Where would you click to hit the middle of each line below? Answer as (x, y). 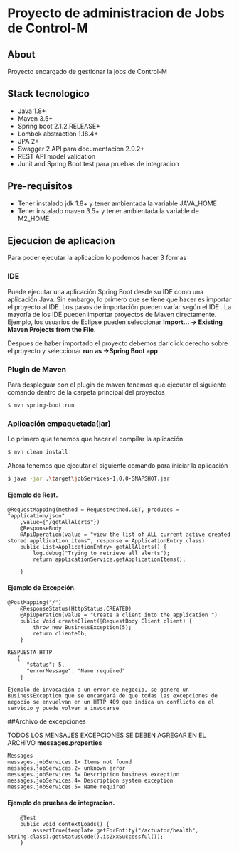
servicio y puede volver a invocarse (63, 709)
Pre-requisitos (40, 186)
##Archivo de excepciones (47, 721)
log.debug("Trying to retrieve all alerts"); (102, 553)
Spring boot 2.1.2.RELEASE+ (59, 126)
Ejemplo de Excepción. (42, 587)
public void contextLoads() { (65, 824)
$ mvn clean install (38, 452)
